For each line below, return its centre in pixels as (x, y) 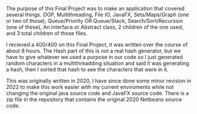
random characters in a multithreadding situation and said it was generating (98, 63)
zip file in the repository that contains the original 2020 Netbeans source (94, 99)
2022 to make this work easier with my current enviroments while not (90, 87)
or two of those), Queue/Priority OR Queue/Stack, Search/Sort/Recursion (95, 21)
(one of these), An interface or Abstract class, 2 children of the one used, (95, 27)
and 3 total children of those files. (47, 33)
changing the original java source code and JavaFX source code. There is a (98, 93)
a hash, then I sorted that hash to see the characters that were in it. (87, 69)
